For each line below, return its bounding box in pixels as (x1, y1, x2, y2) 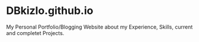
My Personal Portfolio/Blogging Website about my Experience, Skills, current (6, 23, 193, 30)
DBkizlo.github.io (6, 4, 94, 17)
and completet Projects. (6, 29, 65, 36)
